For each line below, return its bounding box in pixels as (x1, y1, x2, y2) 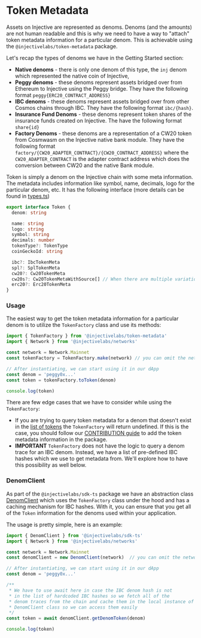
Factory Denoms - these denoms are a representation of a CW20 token (14, 130, 192, 137)
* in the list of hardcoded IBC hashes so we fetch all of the (8, 593, 170, 599)
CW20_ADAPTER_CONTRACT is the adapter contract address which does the (14, 155, 190, 162)
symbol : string (11, 232, 50, 238)
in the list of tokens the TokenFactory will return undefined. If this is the (14, 423, 189, 430)
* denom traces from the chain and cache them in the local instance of (8, 598, 194, 604)
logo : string (11, 226, 44, 232)
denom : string (11, 210, 47, 216)
